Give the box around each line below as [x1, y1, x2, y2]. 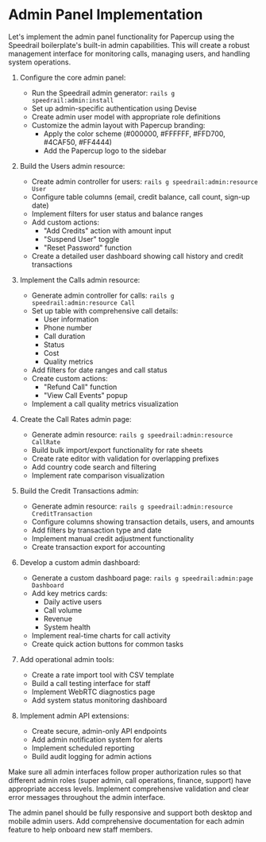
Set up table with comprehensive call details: [31, 306, 179, 315]
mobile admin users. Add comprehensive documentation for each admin [8, 816, 245, 825]
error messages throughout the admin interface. [8, 792, 166, 801]
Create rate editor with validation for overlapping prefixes [31, 454, 220, 463]
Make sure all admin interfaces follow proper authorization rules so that [8, 766, 241, 777]
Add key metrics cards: [31, 588, 108, 598]
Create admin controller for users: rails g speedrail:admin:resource [31, 177, 258, 186]
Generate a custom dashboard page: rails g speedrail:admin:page [31, 573, 254, 583]
